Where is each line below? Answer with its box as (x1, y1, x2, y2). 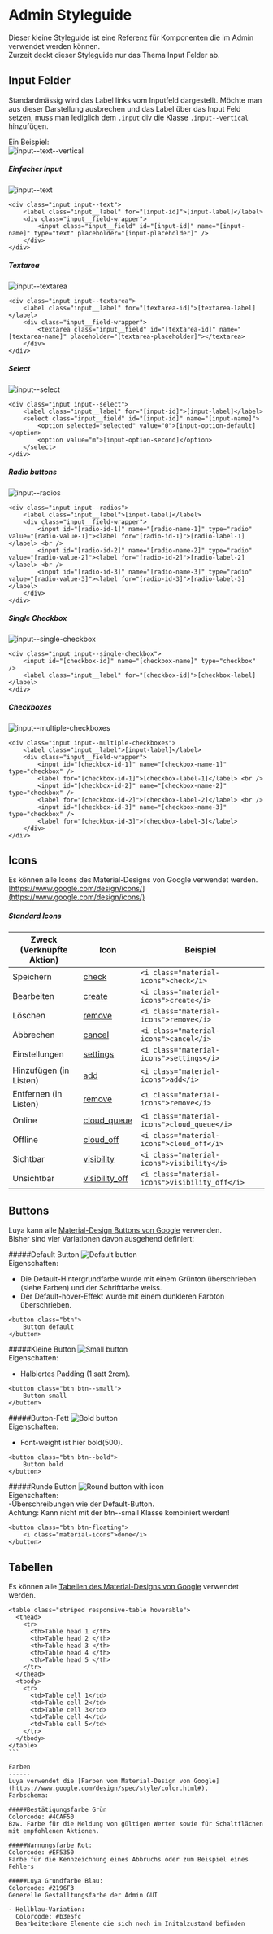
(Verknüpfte (19, 944, 68, 956)
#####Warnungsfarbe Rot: (8, 1841, 93, 1849)
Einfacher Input (8, 165, 63, 174)
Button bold (23, 1461, 63, 1469)
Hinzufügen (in (12, 1065, 70, 1076)
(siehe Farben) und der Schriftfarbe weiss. (19, 1283, 162, 1293)
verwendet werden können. (8, 41, 101, 51)
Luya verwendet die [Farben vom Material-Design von (8, 1777, 191, 1785)
